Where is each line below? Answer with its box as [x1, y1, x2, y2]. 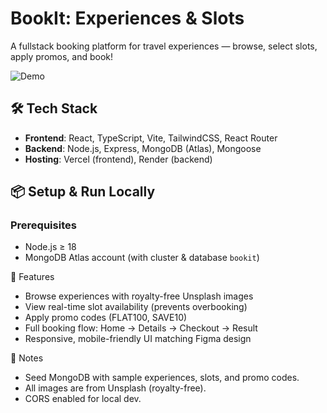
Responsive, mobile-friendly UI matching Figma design [24, 333, 252, 345]
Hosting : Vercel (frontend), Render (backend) [24, 153, 213, 165]
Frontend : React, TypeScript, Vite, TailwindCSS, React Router [24, 132, 278, 144]
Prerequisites [10, 218, 77, 232]
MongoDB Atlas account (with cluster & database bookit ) [24, 252, 260, 264]
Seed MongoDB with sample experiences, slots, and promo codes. [24, 372, 300, 384]
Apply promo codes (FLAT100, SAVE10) [24, 312, 188, 324]
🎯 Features [10, 271, 55, 283]
